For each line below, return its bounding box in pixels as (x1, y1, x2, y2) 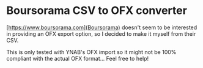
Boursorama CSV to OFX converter (6, 4, 188, 18)
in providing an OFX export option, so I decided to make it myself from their (6, 30, 196, 37)
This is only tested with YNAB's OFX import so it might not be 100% (6, 48, 177, 55)
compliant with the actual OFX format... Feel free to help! (6, 55, 149, 62)
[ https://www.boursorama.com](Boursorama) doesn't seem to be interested (6, 24, 197, 31)
